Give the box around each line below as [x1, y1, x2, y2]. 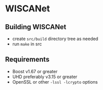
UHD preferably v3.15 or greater [12, 74, 78, 80]
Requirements [5, 55, 50, 64]
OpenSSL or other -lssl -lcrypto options [12, 79, 98, 85]
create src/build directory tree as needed [12, 36, 99, 42]
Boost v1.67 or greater [12, 68, 58, 74]
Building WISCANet [5, 23, 66, 31]
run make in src [12, 41, 42, 47]
